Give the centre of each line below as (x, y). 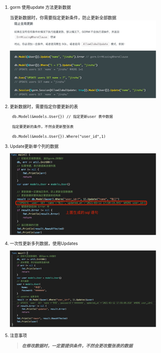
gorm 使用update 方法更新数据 (40, 7)
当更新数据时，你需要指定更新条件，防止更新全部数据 (63, 18)
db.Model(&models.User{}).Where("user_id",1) (59, 137)
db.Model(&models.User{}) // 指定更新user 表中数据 (63, 117)
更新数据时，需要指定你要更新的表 (44, 107)
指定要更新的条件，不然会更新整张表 (43, 127)
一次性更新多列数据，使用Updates (44, 243)
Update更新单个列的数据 (34, 146)
